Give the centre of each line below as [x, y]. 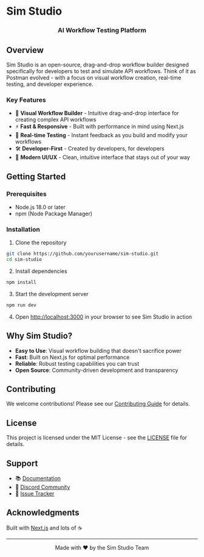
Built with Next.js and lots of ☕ [44, 528]
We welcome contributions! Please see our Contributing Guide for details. [98, 404]
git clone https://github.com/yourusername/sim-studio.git [83, 254]
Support [22, 463]
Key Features [26, 100]
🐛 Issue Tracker [35, 493]
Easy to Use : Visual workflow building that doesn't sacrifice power [98, 350]
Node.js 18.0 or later [40, 207]
